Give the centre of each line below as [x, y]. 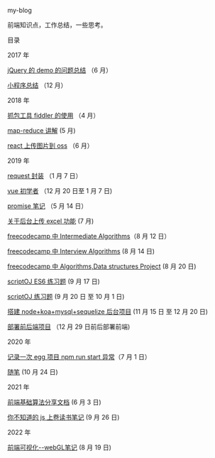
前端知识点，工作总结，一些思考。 [57, 25]
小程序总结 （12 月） [37, 85]
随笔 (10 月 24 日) [33, 372]
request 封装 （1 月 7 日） [45, 176]
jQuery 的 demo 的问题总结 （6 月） [60, 70]
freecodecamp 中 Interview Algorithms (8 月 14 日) [81, 251]
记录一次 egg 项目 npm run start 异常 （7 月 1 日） [79, 357]
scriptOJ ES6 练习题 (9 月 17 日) [54, 281]
